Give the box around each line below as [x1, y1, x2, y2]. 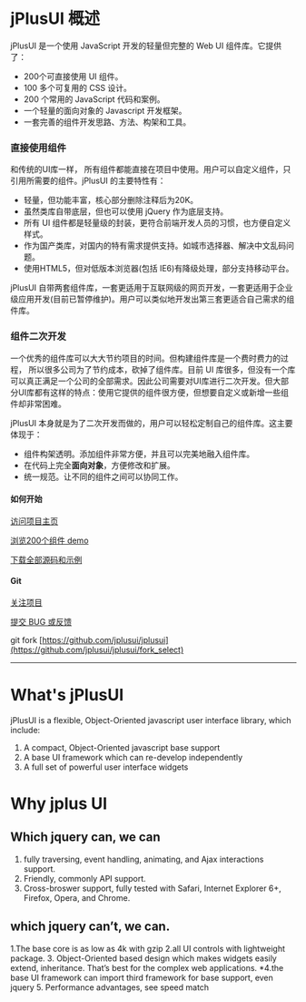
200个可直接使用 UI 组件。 [23, 70, 123, 82]
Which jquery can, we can [10, 830, 162, 845]
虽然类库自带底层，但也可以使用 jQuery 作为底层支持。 [23, 206, 229, 217]
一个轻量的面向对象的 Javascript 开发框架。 [23, 105, 187, 116]
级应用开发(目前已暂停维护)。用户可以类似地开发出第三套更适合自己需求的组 [10, 293, 295, 305]
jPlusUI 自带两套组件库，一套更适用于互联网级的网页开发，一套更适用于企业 [10, 282, 293, 293]
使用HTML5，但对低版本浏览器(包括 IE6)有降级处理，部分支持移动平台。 [23, 263, 294, 274]
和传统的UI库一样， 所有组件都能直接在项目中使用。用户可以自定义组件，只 [10, 164, 291, 175]
